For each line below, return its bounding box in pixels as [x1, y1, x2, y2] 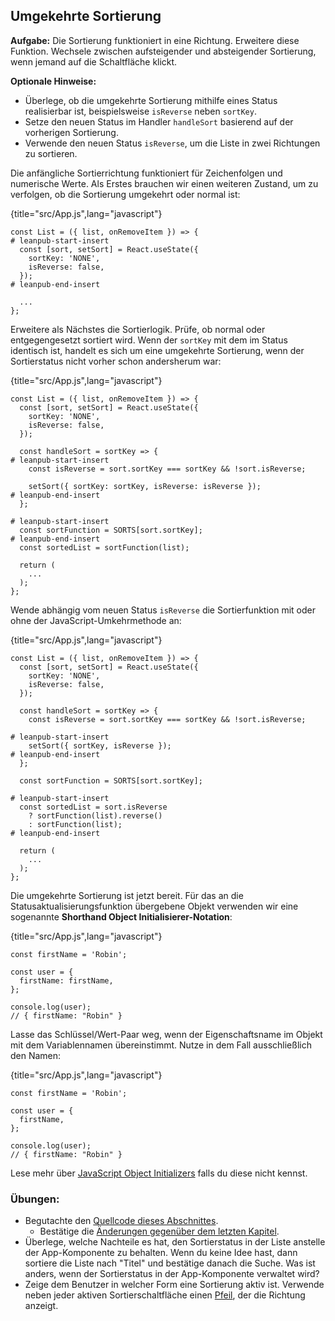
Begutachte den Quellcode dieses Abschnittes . [24, 1215, 219, 1227]
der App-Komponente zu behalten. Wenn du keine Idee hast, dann [24, 1247, 298, 1259]
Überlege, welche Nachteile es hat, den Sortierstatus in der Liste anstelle [24, 1236, 326, 1248]
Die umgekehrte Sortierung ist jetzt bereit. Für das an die [10, 889, 244, 901]
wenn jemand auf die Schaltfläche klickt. [10, 55, 178, 68]
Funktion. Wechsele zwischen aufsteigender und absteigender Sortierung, [10, 45, 317, 57]
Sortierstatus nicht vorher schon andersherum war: [10, 355, 222, 367]
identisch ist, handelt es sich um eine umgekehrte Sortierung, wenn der [10, 344, 305, 356]
